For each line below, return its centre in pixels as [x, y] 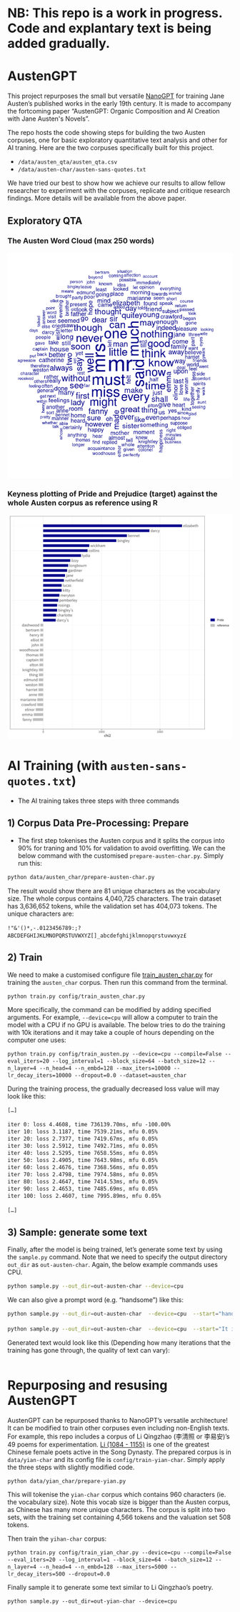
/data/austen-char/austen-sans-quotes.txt [82, 170]
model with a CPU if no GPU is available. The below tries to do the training [116, 1025]
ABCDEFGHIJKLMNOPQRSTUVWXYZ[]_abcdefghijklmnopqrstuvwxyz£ [97, 936]
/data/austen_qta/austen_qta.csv [67, 162]
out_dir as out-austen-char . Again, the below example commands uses [112, 1265]
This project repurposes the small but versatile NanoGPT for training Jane [116, 96]
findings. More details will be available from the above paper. [97, 199]
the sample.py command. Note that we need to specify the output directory [117, 1257]
